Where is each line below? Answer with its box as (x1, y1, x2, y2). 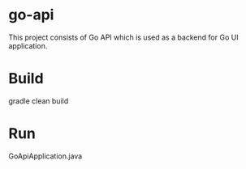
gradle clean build (8, 95, 69, 106)
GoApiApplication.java (8, 151, 83, 161)
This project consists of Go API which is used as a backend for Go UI (8, 32, 239, 42)
